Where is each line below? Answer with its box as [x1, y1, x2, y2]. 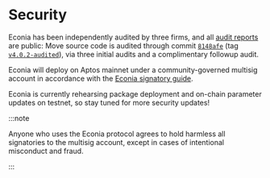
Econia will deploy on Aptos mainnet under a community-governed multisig [8, 64, 258, 74]
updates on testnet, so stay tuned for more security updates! [8, 97, 210, 107]
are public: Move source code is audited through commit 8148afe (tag [8, 40, 239, 50]
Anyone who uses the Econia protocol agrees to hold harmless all [8, 129, 226, 139]
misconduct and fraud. [8, 146, 84, 155]
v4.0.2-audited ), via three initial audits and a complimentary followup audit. [8, 49, 260, 59]
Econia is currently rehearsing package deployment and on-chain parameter [8, 89, 262, 98]
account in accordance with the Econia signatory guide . [8, 73, 193, 83]
